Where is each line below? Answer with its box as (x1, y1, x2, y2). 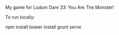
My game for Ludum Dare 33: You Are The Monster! (5, 5, 114, 10)
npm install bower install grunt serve (5, 24, 81, 30)
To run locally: (5, 14, 35, 20)
